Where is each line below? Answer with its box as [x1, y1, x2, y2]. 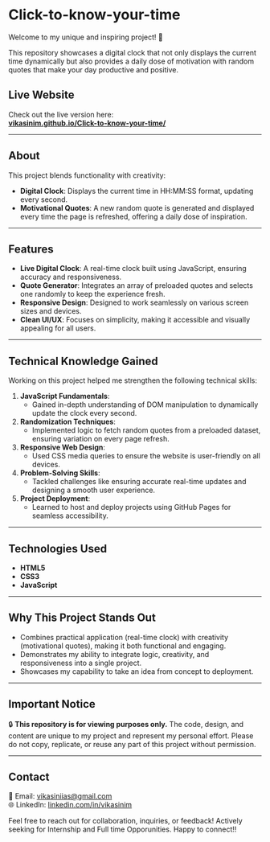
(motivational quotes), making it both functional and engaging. [19, 641, 227, 651]
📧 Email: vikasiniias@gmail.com [8, 791, 112, 801]
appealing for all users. [19, 323, 96, 333]
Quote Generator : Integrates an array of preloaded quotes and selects [19, 281, 253, 290]
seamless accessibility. [31, 511, 108, 520]
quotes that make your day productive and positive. [8, 64, 179, 74]
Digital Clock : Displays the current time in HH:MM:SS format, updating [19, 186, 254, 195]
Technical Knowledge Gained [8, 354, 158, 368]
